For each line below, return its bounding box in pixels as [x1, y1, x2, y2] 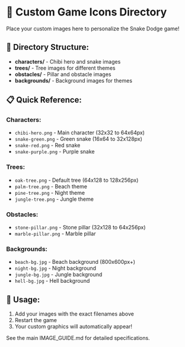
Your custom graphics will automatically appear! [14, 323, 132, 330]
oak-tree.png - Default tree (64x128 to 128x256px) [14, 176, 139, 184]
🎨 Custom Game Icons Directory [6, 5, 167, 19]
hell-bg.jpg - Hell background [14, 277, 90, 285]
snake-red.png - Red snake [14, 142, 81, 149]
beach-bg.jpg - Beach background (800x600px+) [14, 258, 135, 266]
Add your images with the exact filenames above [14, 310, 135, 317]
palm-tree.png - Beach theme [14, 182, 88, 190]
